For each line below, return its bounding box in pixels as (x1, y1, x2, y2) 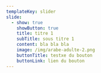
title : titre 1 (16, 31, 54, 36)
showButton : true (16, 25, 59, 31)
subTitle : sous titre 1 (16, 36, 75, 42)
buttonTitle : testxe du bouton (16, 52, 93, 58)
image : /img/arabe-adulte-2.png (16, 47, 95, 53)
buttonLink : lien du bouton (16, 58, 85, 64)
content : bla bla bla (16, 42, 69, 48)
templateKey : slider (6, 8, 57, 15)
